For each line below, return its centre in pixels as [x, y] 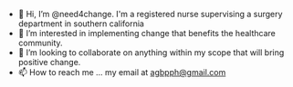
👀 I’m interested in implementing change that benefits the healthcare [146, 33]
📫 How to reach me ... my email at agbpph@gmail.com [122, 72]
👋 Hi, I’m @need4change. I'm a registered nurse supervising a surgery [150, 14]
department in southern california [81, 24]
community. [40, 43]
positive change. [49, 62]
